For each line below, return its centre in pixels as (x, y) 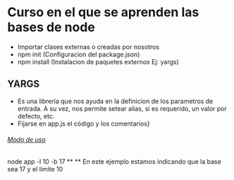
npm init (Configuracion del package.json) (79, 54)
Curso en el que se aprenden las (103, 12)
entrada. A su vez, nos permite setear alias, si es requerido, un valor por (122, 108)
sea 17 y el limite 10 (35, 169)
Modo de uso (26, 140)
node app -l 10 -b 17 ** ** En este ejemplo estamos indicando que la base (115, 161)
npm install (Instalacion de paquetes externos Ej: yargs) (98, 61)
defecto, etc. (36, 116)
